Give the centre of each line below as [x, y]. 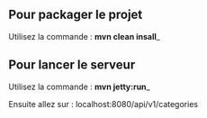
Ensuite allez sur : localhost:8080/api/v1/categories [103, 104]
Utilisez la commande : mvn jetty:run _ [79, 86]
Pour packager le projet [76, 15]
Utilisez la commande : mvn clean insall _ [85, 36]
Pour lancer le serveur [72, 65]
